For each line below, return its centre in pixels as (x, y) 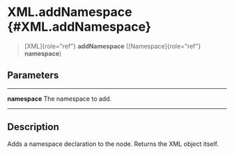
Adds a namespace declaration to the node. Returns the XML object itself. (113, 144)
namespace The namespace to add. (60, 99)
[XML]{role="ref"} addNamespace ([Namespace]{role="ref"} (112, 46)
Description (33, 127)
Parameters (33, 75)
